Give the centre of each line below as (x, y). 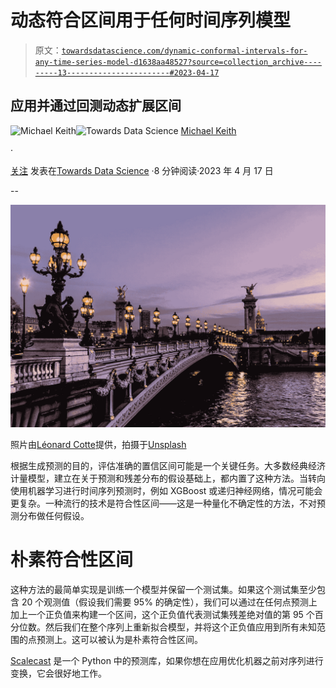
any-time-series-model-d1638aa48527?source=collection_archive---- (178, 62)
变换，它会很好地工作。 (58, 673)
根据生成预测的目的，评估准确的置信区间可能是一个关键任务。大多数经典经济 (168, 466)
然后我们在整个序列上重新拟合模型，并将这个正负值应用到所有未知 (180, 627)
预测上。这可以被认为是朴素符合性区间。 (119, 640)
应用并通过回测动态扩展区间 (96, 106)
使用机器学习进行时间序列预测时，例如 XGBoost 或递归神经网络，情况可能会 (166, 491)
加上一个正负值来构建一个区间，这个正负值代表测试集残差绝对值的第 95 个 (162, 615)
